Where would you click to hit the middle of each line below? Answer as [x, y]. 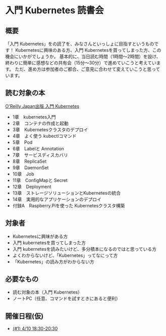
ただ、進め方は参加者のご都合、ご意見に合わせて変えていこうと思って [88, 69]
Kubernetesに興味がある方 [40, 236]
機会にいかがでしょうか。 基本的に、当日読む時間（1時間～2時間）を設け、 [83, 57]
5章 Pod [22, 142]
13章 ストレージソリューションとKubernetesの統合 [67, 193]
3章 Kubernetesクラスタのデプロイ [50, 129]
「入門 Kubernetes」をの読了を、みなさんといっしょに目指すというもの [80, 44]
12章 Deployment [32, 186]
